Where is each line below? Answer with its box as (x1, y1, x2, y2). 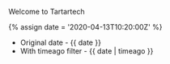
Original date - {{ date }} (19, 38, 101, 47)
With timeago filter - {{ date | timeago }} (19, 46, 154, 55)
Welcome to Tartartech (8, 7, 85, 16)
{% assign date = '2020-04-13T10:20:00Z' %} (8, 22, 164, 31)
